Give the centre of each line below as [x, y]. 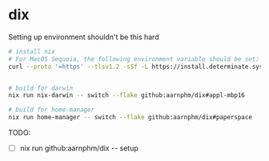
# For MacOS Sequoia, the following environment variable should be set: [134, 59]
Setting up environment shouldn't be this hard [84, 37]
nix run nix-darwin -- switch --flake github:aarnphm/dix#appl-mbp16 [127, 95]
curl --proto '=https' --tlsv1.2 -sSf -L [78, 66]
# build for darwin [41, 88]
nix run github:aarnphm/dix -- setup [79, 148]
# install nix [32, 51]
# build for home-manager [51, 110]
